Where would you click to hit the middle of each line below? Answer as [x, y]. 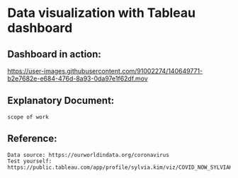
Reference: [32, 139]
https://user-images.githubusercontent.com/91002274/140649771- [105, 71]
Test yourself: [30, 161]
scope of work [28, 117]
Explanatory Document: [61, 101]
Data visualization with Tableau [102, 13]
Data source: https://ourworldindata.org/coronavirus [89, 155]
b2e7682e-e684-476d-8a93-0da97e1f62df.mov [78, 78]
